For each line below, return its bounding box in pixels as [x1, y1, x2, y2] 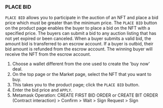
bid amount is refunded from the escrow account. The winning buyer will [5, 46, 153, 52]
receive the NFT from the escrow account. [5, 51, 91, 57]
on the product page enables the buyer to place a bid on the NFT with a [5, 25, 150, 31]
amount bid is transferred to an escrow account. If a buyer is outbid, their [5, 41, 154, 47]
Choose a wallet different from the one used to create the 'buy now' [12, 61, 150, 67]
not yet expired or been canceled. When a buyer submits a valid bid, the [5, 36, 151, 41]
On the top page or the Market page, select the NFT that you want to [12, 72, 152, 77]
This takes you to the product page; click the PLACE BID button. [12, 82, 140, 88]
